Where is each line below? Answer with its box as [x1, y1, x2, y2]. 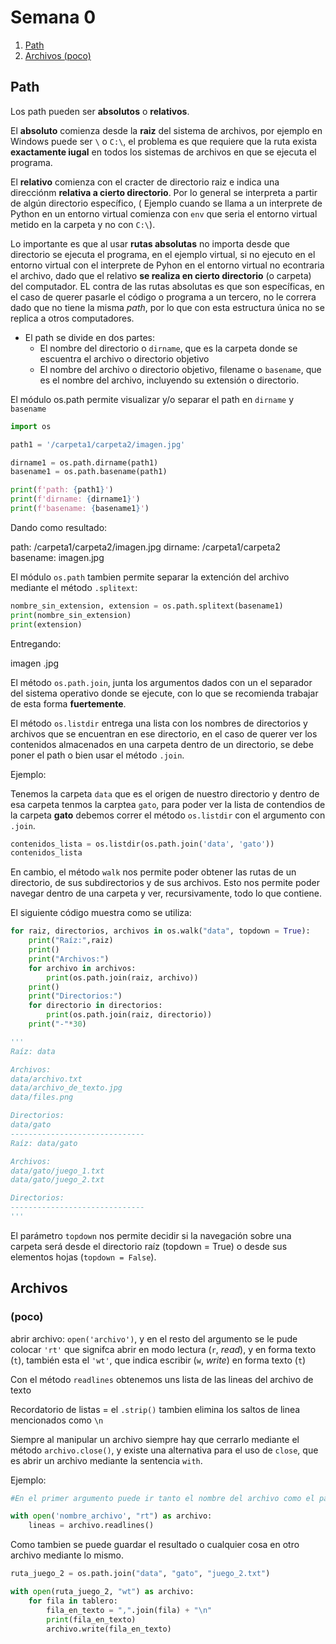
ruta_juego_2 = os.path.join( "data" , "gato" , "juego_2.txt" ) [10, 1569, 271, 1579]
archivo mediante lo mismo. [10, 1549, 125, 1561]
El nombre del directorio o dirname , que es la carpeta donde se [39, 342, 298, 354]
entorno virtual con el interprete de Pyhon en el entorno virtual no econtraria [10, 259, 325, 271]
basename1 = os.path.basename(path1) [10, 467, 168, 477]
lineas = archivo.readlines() [28, 1521, 155, 1531]
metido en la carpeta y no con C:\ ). [10, 218, 156, 230]
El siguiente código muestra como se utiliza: [10, 907, 192, 919]
